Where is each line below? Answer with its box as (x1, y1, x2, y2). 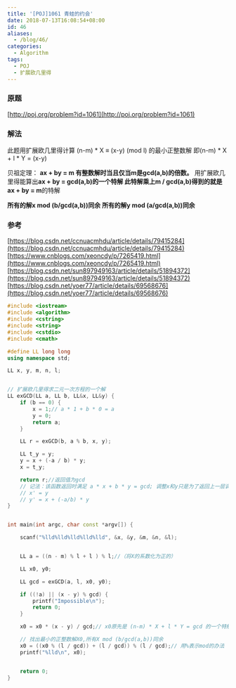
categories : (7, 43, 42, 50)
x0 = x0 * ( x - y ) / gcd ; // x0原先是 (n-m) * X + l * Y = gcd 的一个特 (20, 623, 227, 630)
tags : (7, 56, 23, 63)
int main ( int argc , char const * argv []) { (7, 521, 133, 528)
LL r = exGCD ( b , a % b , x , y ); (20, 438, 112, 445)
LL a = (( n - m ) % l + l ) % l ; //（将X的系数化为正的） (20, 553, 176, 560)
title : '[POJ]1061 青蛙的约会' (7, 10, 93, 18)
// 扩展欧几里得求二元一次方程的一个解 (7, 386, 106, 394)
